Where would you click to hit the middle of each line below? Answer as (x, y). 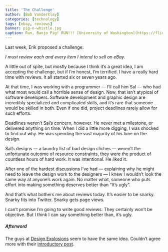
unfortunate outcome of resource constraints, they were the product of (78, 154)
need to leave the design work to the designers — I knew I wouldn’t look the (83, 174)
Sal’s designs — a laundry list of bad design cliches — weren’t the (73, 148)
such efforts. (18, 113)
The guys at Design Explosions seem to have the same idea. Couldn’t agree (83, 239)
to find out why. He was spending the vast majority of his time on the (76, 133)
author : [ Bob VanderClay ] (32, 14)
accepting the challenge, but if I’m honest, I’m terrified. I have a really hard (82, 72)
